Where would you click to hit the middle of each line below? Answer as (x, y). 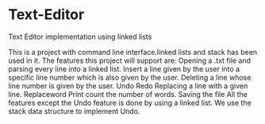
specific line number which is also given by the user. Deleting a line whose (130, 77)
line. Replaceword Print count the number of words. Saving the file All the (128, 94)
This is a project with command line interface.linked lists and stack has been (133, 52)
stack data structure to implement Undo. (74, 111)
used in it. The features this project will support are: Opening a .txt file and (130, 60)
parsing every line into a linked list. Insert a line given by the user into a (124, 68)
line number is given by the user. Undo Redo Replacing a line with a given (128, 86)
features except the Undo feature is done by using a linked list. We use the (130, 103)
